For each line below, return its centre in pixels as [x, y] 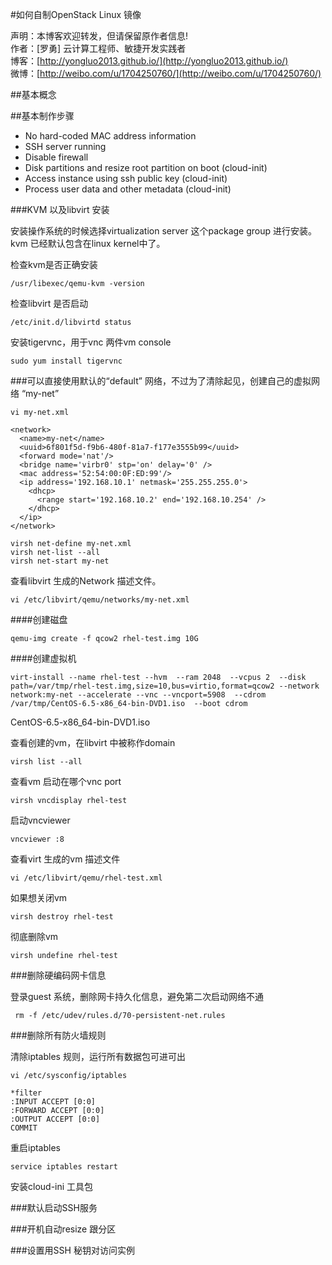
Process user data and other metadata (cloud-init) [128, 189]
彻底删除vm [34, 936]
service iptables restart [64, 1167]
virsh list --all [46, 762]
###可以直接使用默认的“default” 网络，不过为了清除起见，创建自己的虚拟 [161, 381]
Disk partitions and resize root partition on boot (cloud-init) [146, 167]
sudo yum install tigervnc [66, 361]
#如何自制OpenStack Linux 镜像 [76, 14]
